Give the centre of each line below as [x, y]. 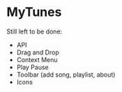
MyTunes [34, 12]
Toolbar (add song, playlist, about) [66, 75]
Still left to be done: [35, 31]
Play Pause [33, 67]
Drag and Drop [38, 52]
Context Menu [37, 59]
